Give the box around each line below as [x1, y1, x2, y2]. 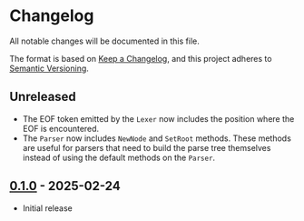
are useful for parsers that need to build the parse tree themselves [22, 142, 271, 153]
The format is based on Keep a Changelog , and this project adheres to [9, 53, 272, 64]
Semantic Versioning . [9, 63, 89, 74]
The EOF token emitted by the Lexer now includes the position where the [22, 113, 295, 124]
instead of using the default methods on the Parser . [22, 152, 216, 163]
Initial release [22, 202, 73, 214]
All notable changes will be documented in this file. [9, 35, 200, 46]
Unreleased [9, 89, 77, 105]
